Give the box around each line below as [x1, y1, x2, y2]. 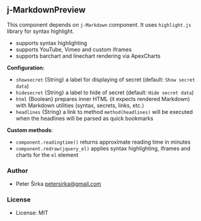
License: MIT [15, 209, 49, 217]
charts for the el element [15, 151, 78, 158]
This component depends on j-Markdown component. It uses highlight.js [7, 21, 192, 28]
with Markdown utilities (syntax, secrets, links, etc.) [15, 102, 145, 109]
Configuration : [7, 64, 45, 71]
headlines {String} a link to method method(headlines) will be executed [15, 108, 193, 115]
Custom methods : [7, 126, 53, 133]
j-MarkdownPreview [7, 5, 86, 15]
